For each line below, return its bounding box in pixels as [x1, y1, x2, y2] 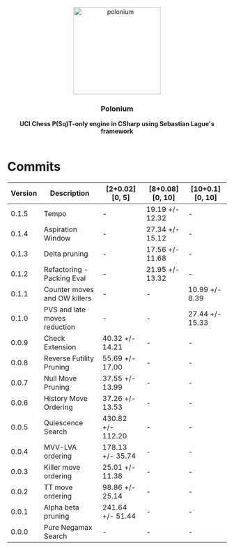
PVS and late [44, 305, 86, 314]
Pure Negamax [44, 523, 93, 533]
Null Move [44, 374, 77, 383]
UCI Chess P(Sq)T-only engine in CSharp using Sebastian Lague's [19, 120, 214, 128]
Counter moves [44, 285, 94, 295]
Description [49, 188, 90, 198]
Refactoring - [44, 265, 88, 275]
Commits [7, 159, 61, 175]
